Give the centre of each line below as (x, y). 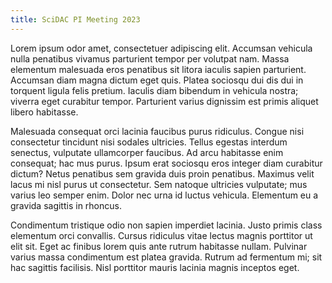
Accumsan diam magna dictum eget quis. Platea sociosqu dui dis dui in (157, 80)
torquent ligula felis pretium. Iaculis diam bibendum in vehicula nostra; (154, 90)
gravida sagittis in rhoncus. (66, 205)
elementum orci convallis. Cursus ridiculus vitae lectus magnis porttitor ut (161, 235)
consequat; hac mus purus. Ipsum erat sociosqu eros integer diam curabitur (166, 163)
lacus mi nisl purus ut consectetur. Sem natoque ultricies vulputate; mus (159, 184)
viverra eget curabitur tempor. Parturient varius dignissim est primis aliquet (164, 101)
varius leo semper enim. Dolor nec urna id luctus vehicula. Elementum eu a (164, 195)
